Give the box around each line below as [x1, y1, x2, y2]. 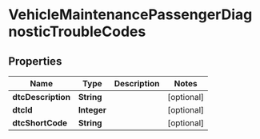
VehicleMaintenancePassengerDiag [8, 6, 253, 24]
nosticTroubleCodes [8, 22, 146, 41]
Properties [8, 54, 62, 68]
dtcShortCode [12, 117, 68, 129]
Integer [78, 105, 106, 115]
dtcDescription [12, 92, 70, 102]
